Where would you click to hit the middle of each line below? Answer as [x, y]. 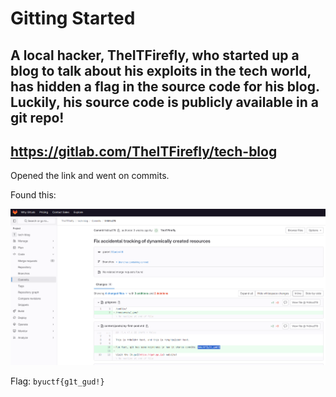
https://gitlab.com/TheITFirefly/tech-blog [144, 151]
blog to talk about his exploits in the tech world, [161, 70]
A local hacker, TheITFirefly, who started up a [155, 55]
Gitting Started [73, 18]
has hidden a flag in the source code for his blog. [165, 86]
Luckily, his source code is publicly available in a [164, 102]
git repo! [37, 117]
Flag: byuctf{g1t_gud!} [57, 381]
